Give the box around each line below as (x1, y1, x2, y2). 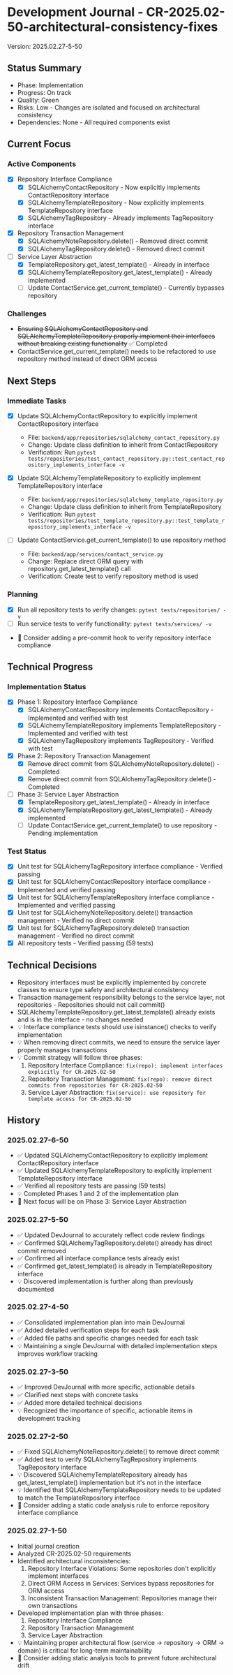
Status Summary (7, 62, 82, 74)
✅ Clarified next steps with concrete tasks (17, 1391, 139, 1399)
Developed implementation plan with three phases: (17, 1609, 164, 1617)
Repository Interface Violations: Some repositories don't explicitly (27, 1564, 216, 1572)
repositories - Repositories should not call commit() (17, 1000, 165, 1009)
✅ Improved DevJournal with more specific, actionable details (17, 1383, 195, 1392)
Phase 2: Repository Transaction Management (17, 751, 151, 760)
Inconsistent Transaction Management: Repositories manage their (27, 1593, 218, 1602)
